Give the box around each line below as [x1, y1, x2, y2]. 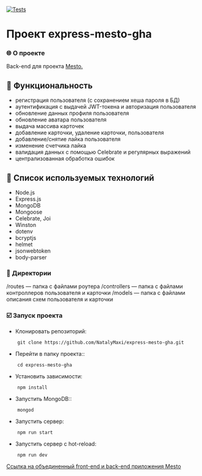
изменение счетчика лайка [15, 142, 87, 150]
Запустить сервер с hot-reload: [15, 440, 96, 447]
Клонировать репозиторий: [15, 327, 87, 335]
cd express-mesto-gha [17, 362, 72, 368]
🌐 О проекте [6, 49, 45, 57]
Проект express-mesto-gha [6, 27, 153, 41]
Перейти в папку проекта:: [15, 350, 85, 357]
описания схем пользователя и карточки [6, 296, 114, 303]
